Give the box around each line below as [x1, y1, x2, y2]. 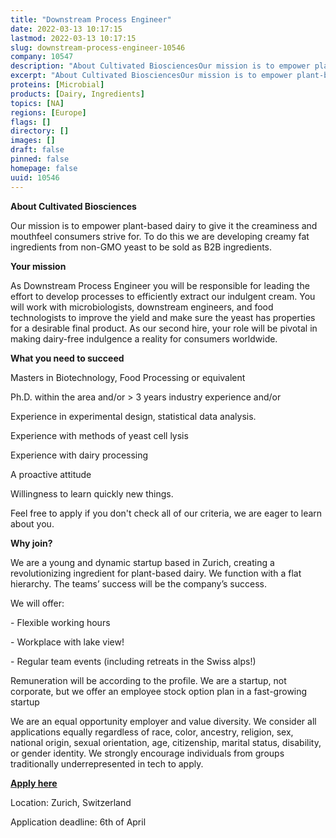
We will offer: [10, 597, 65, 609]
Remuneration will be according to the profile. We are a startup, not [10, 674, 287, 686]
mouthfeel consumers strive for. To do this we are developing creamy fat [10, 230, 310, 242]
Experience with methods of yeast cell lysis [10, 429, 189, 441]
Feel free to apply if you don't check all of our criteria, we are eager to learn [10, 507, 323, 519]
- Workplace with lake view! [10, 636, 125, 648]
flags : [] [10, 117, 52, 127]
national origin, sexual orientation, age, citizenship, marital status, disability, [10, 736, 322, 748]
